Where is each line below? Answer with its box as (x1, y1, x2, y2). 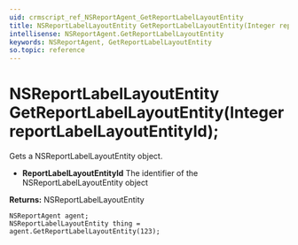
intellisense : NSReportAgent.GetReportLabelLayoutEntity (9, 29, 224, 38)
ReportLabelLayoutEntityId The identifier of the (21, 168, 199, 179)
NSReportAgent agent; (9, 211, 90, 221)
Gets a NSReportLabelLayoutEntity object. (9, 151, 163, 162)
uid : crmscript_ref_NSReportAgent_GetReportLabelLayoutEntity (9, 12, 244, 22)
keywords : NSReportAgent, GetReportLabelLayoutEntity (9, 37, 213, 47)
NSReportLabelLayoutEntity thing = (9, 219, 141, 228)
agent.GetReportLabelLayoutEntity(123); (9, 227, 161, 236)
